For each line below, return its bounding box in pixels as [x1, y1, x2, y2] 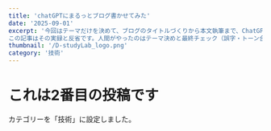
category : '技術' [8, 49, 65, 57]
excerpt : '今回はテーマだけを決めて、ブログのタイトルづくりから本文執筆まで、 [8, 27, 242, 35]
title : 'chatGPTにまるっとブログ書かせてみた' [8, 11, 151, 20]
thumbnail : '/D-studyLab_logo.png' [8, 42, 128, 50]
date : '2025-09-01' [8, 19, 74, 27]
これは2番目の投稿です [8, 86, 159, 104]
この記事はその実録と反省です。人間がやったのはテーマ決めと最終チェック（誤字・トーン [8, 34, 260, 43]
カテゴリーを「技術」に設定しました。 [8, 114, 135, 124]
